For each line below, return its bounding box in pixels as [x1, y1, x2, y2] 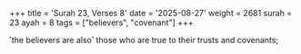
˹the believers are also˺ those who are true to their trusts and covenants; [9, 35, 279, 45]
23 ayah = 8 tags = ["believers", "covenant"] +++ [9, 17, 194, 28]
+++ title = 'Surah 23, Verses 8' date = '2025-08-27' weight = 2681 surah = [9, 8, 293, 18]
